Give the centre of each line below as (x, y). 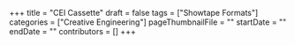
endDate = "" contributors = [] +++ (73, 31)
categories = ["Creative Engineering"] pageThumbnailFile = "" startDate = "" (148, 22)
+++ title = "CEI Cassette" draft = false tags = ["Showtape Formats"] (134, 13)
